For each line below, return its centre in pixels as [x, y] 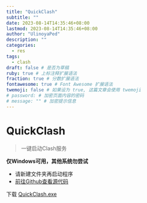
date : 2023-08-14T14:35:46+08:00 [48, 23]
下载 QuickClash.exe [31, 194]
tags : [13, 56]
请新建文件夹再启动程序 [44, 174]
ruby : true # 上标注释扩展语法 [42, 73]
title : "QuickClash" [32, 12]
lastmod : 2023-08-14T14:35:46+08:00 [52, 29]
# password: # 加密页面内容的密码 [45, 95]
